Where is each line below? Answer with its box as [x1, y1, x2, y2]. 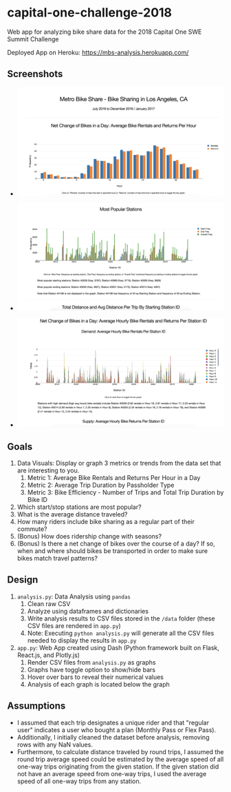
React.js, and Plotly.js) [16, 651, 80, 659]
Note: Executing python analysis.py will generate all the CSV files [27, 629, 214, 637]
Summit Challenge [7, 34, 60, 43]
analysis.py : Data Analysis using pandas [16, 592, 131, 601]
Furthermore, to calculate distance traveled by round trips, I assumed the [16, 747, 224, 755]
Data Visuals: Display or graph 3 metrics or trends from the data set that [16, 459, 221, 467]
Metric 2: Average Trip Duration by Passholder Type [27, 481, 175, 489]
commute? [16, 525, 47, 533]
